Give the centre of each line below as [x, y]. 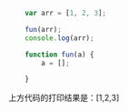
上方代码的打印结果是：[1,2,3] [64, 98]
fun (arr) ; [44, 29]
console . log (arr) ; [59, 38]
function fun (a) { [59, 55]
